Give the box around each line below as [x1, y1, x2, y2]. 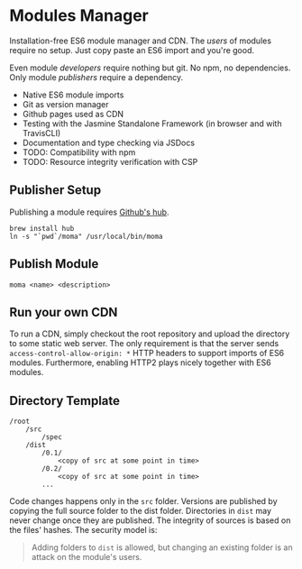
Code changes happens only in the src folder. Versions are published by [9, 496, 278, 507]
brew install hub [9, 224, 75, 233]
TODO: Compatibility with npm [22, 146, 136, 158]
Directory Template [9, 393, 120, 408]
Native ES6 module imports [22, 89, 124, 100]
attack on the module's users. [31, 552, 142, 563]
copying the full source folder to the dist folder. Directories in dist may [9, 506, 272, 517]
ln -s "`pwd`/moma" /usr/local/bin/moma [9, 232, 164, 241]
